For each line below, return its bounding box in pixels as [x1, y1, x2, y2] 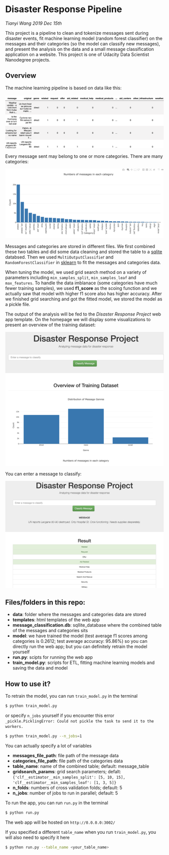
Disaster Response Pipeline [5, 4, 122, 15]
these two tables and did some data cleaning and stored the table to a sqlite [5, 249, 162, 255]
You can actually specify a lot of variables [5, 743, 92, 749]
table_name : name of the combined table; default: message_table [12, 763, 149, 769]
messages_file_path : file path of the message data [12, 752, 119, 758]
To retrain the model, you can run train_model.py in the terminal [5, 693, 138, 699]
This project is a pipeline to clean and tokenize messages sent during [5, 30, 149, 36]
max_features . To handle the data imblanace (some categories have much [5, 280, 157, 286]
